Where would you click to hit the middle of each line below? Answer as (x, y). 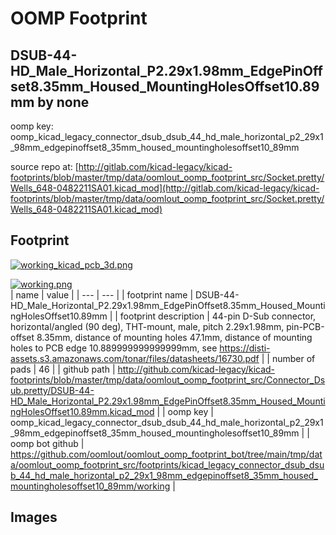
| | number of (288, 358)
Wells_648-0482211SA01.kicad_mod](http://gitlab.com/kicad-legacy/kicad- (165, 188)
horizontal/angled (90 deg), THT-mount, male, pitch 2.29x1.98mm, (147, 326)
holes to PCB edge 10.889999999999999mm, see (114, 348)
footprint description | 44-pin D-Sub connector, (218, 316)
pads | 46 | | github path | (63, 369)
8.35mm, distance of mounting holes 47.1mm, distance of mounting (174, 337)
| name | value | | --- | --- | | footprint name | (102, 294)
